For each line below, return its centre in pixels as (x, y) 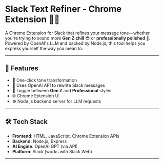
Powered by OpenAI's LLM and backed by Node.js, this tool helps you (75, 43)
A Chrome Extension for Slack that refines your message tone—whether (78, 33)
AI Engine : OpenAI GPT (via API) (45, 146)
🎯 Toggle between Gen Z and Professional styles (62, 90)
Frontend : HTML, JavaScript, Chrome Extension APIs (66, 136)
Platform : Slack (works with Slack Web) (52, 151)
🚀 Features (22, 69)
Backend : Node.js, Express (40, 141)
